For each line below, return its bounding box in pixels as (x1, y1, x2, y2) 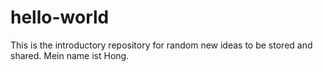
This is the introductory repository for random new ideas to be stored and (10, 39, 313, 51)
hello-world (10, 6, 110, 29)
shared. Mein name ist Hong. (10, 49, 130, 61)
